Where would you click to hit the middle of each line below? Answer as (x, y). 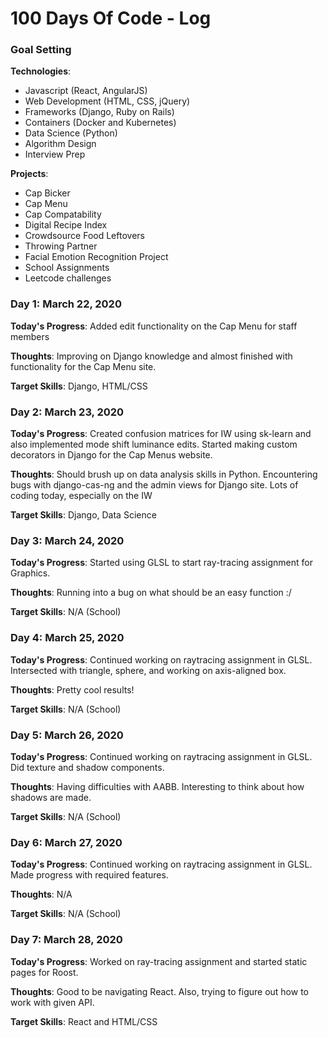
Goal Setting (41, 50)
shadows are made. (51, 797)
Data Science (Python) (71, 133)
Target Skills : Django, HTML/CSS (79, 386)
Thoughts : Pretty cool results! (72, 689)
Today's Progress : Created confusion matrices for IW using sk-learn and (161, 434)
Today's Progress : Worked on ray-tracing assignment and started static (159, 961)
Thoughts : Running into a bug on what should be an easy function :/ (151, 593)
